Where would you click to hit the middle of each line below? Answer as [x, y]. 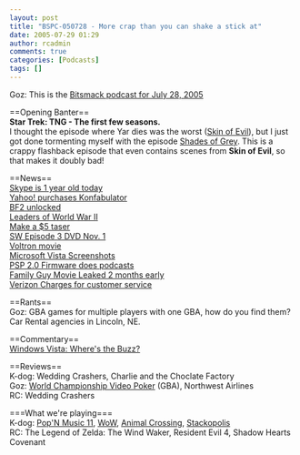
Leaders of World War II [54, 217]
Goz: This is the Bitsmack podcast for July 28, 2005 [106, 94]
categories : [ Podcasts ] [55, 60]
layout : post [34, 18]
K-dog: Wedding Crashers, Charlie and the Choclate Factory [122, 376]
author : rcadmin [40, 43]
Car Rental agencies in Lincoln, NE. [75, 321]
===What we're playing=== [61, 413]
